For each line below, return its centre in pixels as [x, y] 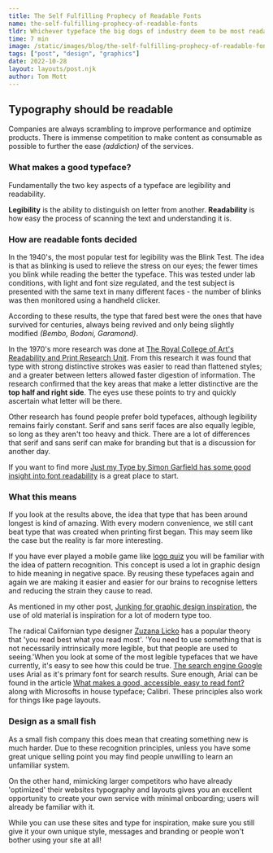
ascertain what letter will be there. [65, 401]
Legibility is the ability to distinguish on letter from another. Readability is [132, 209]
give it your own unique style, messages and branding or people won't [126, 831]
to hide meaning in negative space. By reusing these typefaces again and [131, 574]
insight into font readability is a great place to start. [93, 476]
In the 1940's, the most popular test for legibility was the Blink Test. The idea [136, 257]
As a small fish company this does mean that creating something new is [128, 739]
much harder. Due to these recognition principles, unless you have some [130, 748]
